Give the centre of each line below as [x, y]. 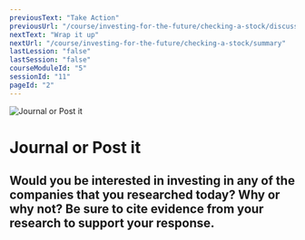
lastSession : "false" [50, 60]
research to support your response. [112, 223]
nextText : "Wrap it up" [54, 34]
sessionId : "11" [40, 77]
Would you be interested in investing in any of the [152, 181]
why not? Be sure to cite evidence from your [137, 209]
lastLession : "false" [50, 52]
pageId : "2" [32, 85]
